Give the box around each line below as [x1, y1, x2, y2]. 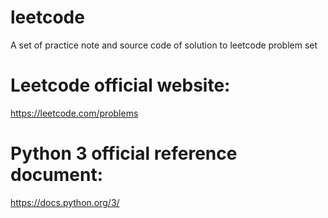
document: [10, 164, 103, 186]
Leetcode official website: [10, 74, 231, 97]
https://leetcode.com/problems [10, 107, 139, 119]
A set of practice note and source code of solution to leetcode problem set [10, 39, 318, 51]
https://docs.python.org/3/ [10, 196, 120, 208]
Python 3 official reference [10, 142, 238, 165]
